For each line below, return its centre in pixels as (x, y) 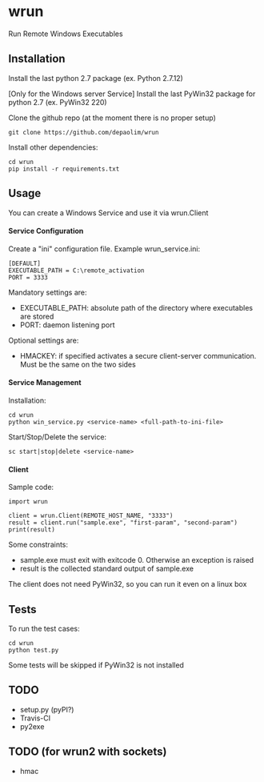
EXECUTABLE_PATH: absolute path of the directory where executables (136, 307)
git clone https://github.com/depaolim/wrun (84, 132)
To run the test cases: (44, 628)
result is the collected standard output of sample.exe (107, 569)
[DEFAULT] (25, 263)
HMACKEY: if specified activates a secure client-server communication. (138, 355)
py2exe (32, 726)
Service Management (45, 383)
